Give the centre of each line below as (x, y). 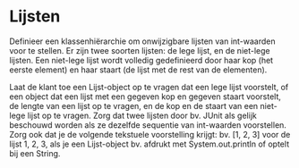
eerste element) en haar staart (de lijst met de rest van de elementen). (138, 70)
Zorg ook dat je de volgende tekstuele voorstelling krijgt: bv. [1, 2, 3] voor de (150, 134)
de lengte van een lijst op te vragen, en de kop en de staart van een (134, 105)
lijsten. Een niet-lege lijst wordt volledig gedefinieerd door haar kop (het (141, 60)
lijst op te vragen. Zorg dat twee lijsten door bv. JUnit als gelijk (142, 115)
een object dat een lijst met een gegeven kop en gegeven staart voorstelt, (145, 97)
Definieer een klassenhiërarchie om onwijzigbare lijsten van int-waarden (142, 41)
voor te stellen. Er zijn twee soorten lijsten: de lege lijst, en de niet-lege (140, 50)
